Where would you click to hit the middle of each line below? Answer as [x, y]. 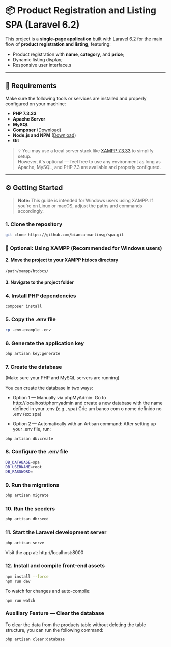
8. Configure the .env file [37, 451]
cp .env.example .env [28, 330]
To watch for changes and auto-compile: [48, 591]
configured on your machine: [36, 104]
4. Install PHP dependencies [41, 296]
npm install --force [27, 576]
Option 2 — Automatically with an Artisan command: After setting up [84, 424]
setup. [24, 156]
